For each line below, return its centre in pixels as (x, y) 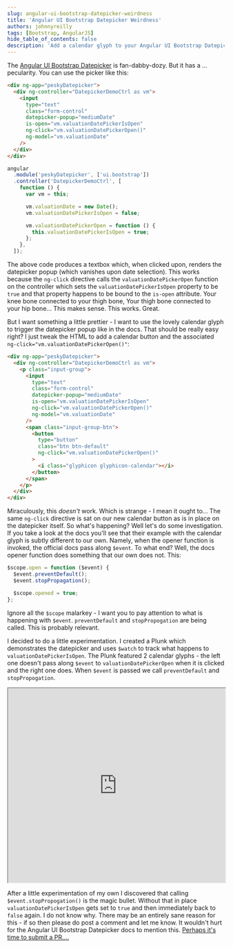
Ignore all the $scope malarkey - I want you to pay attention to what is (105, 613)
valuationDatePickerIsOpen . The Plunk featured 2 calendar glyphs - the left (114, 655)
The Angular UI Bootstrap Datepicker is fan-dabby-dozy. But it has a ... (108, 65)
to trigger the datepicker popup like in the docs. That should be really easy (113, 329)
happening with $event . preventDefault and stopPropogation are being (107, 620)
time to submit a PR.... (38, 937)
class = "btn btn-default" (73, 446)
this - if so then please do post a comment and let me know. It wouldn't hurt (114, 922)
